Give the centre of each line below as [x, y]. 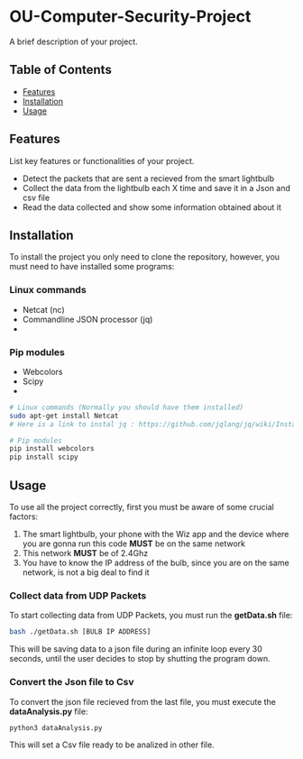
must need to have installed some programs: [92, 267]
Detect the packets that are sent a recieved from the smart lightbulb [148, 178]
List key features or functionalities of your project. [102, 160]
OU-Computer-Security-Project [130, 17]
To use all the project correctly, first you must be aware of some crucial [142, 508]
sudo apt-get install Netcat [64, 416]
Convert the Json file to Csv [72, 682]
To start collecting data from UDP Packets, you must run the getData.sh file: [151, 616]
